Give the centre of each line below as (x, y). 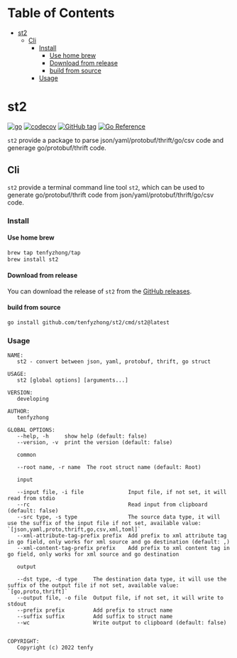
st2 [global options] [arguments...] (73, 381)
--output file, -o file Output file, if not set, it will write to (120, 598)
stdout (17, 604)
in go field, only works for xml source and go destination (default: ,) (119, 542)
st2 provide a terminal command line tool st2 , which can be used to (106, 187)
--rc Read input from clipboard (112, 505)
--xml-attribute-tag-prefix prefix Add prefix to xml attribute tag (122, 536)
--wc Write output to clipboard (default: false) (122, 623)
